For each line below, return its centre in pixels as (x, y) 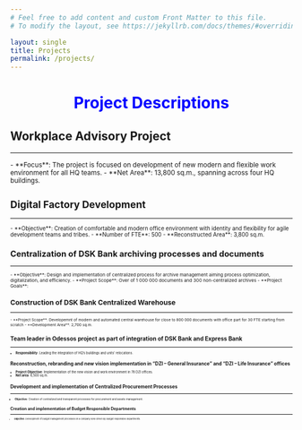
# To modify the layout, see (65, 26)
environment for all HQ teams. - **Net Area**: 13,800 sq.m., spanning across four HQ (142, 173)
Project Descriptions (151, 103)
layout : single (39, 42)
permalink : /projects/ (52, 59)
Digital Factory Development (78, 204)
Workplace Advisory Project (91, 136)
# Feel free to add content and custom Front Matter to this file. (139, 17)
